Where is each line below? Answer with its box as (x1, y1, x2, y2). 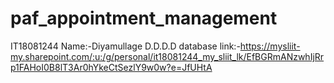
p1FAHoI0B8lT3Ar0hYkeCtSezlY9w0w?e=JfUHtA (10, 61, 213, 73)
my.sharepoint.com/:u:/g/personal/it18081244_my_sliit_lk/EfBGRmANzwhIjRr (10, 50, 325, 62)
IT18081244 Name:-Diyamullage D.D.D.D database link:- (10, 40, 241, 52)
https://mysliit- (239, 40, 301, 52)
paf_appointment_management (10, 7, 278, 30)
